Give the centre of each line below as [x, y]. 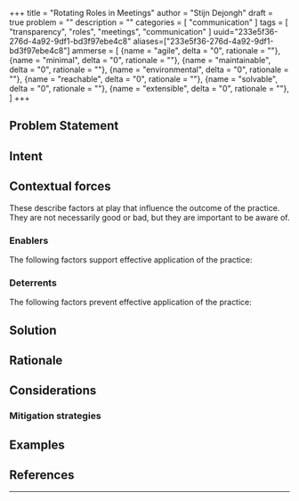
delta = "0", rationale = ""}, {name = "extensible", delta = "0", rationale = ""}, [149, 89]
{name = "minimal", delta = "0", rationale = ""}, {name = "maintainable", [140, 60]
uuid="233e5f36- [246, 32]
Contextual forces [60, 186]
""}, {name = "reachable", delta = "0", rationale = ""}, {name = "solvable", [144, 79]
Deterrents [33, 282]
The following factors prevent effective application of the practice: [130, 303]
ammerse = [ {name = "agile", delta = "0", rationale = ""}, [176, 51]
